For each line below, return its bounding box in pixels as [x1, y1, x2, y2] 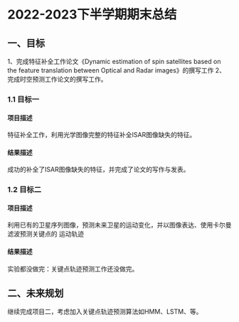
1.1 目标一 [7, 94, 40, 104]
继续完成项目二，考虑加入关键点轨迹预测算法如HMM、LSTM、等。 [7, 307, 203, 316]
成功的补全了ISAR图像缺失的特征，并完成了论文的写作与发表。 [7, 165, 190, 174]
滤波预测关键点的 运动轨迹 [7, 230, 84, 238]
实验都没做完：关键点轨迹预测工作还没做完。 [7, 264, 139, 273]
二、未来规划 [7, 287, 64, 299]
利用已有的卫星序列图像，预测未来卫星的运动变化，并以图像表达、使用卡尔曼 [7, 221, 232, 230]
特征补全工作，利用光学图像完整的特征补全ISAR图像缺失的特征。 [7, 131, 196, 139]
